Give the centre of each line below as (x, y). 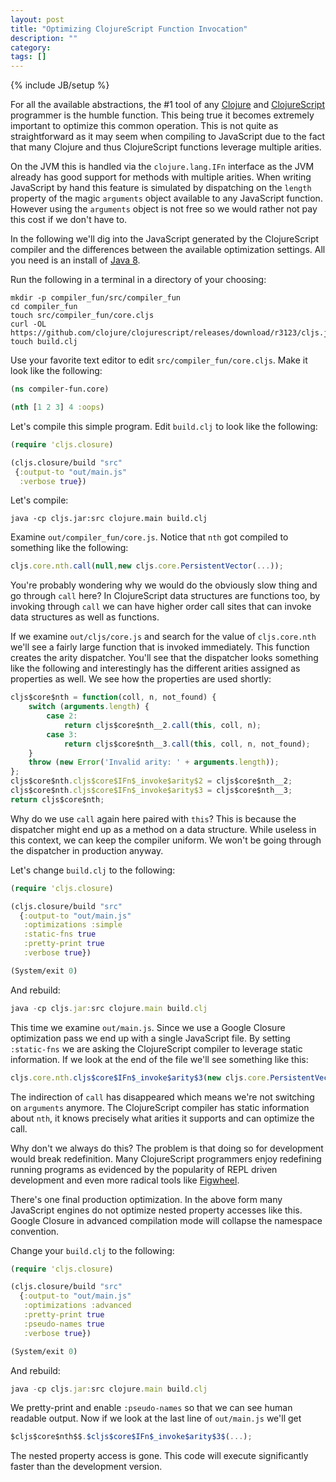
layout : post (37, 19)
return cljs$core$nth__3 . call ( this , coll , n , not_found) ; (187, 744)
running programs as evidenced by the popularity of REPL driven (144, 1169)
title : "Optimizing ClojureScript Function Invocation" (129, 29)
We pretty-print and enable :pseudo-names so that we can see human (151, 1408)
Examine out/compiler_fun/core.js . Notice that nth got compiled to (149, 537)
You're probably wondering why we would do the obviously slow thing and (164, 585)
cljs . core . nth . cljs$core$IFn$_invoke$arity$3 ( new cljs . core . (140, 1077)
